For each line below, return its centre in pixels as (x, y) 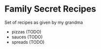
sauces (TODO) (27, 37)
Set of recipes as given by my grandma (44, 22)
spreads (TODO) (28, 42)
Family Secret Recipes (50, 9)
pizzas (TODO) (26, 32)
